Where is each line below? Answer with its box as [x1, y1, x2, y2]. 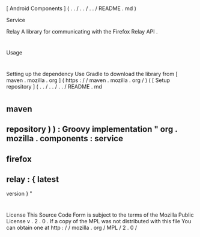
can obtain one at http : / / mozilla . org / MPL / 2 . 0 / [6, 224, 138, 231]
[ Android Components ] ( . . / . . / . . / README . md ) [6, 5, 137, 12]
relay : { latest [6, 174, 59, 184]
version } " [6, 190, 32, 197]
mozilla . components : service [6, 133, 123, 144]
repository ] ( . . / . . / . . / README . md [6, 83, 102, 90]
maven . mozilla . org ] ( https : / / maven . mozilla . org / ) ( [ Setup [6, 77, 170, 84]
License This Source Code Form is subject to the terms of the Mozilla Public [6, 211, 194, 218]
